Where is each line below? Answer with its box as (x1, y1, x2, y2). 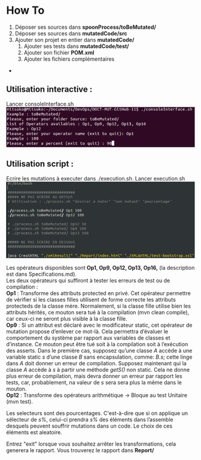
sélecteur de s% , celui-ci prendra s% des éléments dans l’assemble (6, 416, 173, 423)
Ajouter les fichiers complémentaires (23, 55, 115, 62)
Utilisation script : (6, 159, 74, 169)
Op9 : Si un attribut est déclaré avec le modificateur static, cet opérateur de (6, 321, 193, 329)
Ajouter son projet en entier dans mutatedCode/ (14, 36, 135, 43)
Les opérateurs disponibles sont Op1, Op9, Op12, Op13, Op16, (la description (6, 264, 195, 271)
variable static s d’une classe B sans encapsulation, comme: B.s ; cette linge (6, 353, 193, 360)
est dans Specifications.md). (6, 270, 77, 278)
